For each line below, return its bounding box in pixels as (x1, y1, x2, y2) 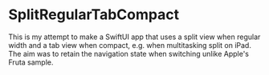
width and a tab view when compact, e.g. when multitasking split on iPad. (8, 40, 251, 49)
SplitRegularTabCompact (8, 6, 179, 24)
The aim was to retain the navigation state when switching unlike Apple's (8, 49, 249, 58)
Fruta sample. (8, 57, 54, 67)
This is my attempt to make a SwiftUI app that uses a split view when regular (8, 32, 261, 41)
